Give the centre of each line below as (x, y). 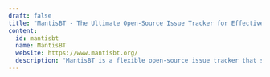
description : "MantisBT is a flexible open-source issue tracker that (136, 61)
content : (23, 30)
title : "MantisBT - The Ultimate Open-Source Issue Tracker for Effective (136, 23)
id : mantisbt (37, 38)
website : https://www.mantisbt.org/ (77, 53)
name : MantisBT (41, 46)
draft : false (30, 16)
